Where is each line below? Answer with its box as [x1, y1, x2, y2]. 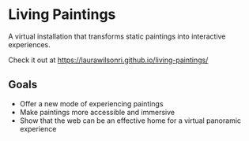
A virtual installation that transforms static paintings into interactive [8, 32, 226, 41]
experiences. [8, 39, 51, 49]
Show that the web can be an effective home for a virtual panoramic [19, 116, 242, 125]
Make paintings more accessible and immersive [19, 107, 175, 117]
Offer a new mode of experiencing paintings [19, 98, 164, 108]
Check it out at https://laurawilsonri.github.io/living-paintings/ [8, 55, 209, 65]
